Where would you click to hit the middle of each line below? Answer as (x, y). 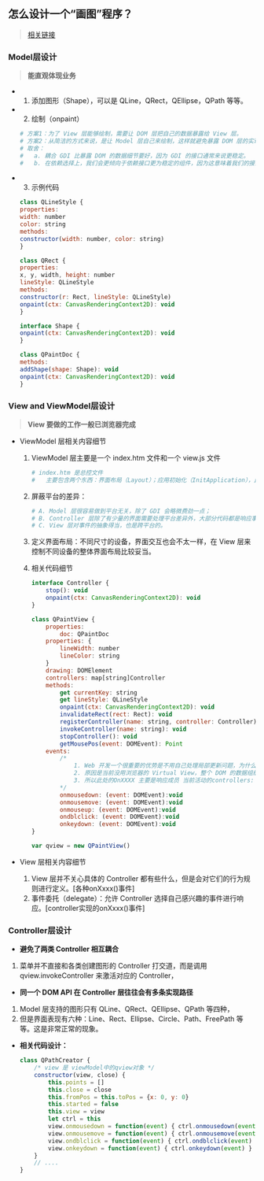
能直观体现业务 (51, 76)
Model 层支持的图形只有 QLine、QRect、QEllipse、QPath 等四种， (126, 1009)
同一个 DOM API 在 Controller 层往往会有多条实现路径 (106, 992)
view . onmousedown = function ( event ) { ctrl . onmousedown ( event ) (154, 1127)
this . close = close (80, 1090)
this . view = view (76, 1112)
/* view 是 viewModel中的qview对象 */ (95, 1068)
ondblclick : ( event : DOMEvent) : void (119, 817)
